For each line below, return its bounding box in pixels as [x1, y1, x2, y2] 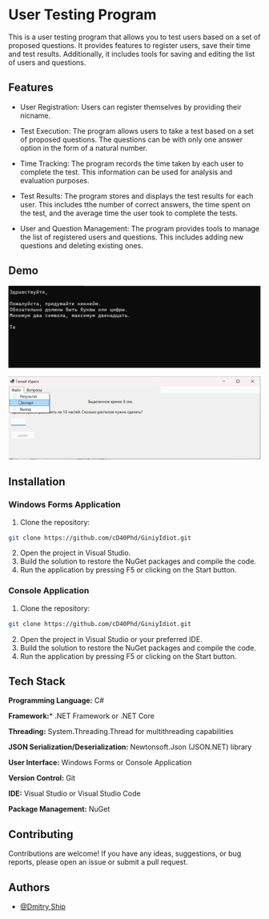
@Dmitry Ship [19, 901, 66, 911]
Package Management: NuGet [8, 805, 110, 814]
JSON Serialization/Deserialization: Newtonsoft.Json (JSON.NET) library [8, 742, 252, 752]
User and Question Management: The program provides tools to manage [19, 223, 260, 233]
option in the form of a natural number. [19, 142, 148, 153]
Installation [8, 475, 66, 489]
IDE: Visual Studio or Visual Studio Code [8, 789, 142, 798]
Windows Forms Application [8, 499, 122, 510]
